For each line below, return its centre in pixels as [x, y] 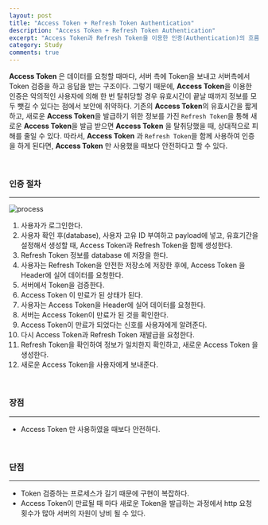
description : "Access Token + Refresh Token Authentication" [113, 30]
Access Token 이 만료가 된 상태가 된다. [82, 295]
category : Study [36, 45]
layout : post [31, 16]
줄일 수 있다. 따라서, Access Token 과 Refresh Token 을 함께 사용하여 [132, 136]
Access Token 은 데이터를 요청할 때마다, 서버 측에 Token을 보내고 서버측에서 [130, 76]
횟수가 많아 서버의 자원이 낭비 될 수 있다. [83, 513]
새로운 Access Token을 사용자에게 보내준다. [89, 365]
